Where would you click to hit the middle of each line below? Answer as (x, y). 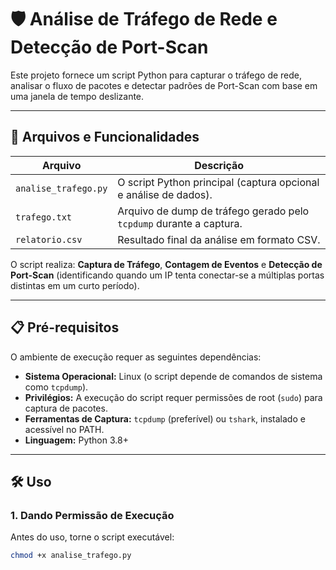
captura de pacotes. (66, 408)
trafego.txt (44, 217)
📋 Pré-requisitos (65, 327)
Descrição (219, 165)
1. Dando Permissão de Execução (92, 515)
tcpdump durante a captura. (180, 223)
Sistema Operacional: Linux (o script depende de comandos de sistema (173, 376)
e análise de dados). (165, 194)
